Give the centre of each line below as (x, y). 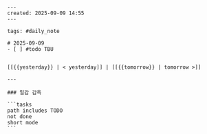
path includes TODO (35, 111)
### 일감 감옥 (24, 93)
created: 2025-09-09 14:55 (46, 13)
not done (20, 117)
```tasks (20, 104)
